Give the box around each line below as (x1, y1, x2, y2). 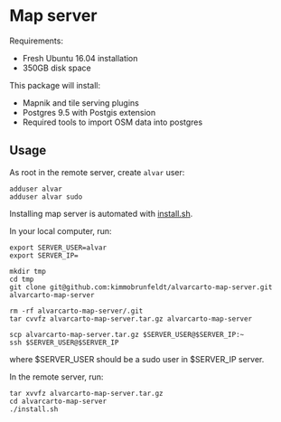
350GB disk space (22, 62, 92, 73)
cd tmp (9, 275, 34, 284)
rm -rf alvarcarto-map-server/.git (9, 306, 144, 315)
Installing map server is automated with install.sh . (9, 208, 193, 219)
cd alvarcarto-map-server (9, 397, 107, 406)
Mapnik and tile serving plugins (22, 97, 140, 108)
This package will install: (9, 80, 101, 90)
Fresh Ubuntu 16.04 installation (22, 52, 138, 63)
